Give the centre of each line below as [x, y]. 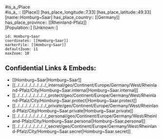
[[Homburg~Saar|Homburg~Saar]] [47, 80]
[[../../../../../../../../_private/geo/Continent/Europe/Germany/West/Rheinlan [85, 106]
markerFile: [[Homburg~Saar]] [36, 45]
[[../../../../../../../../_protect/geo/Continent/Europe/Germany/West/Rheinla [84, 95]
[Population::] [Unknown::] [32, 28]
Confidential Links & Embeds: [51, 68]
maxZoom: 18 [17, 53]
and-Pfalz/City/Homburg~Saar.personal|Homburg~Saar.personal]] [79, 121]
